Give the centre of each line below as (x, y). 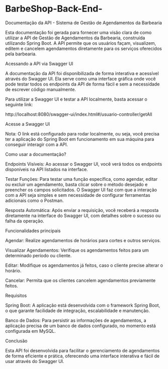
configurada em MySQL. (31, 331)
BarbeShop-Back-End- (54, 9)
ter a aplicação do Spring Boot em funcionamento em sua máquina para (80, 139)
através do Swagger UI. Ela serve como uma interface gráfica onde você (80, 79)
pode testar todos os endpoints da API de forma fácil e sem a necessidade (82, 84)
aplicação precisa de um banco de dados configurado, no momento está (80, 326)
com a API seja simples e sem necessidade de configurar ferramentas (78, 195)
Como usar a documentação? (36, 154)
